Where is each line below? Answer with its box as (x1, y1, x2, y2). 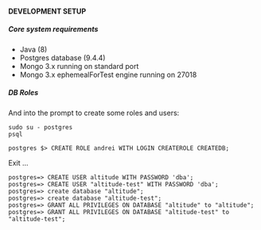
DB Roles (8, 88, 39, 98)
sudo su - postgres (8, 123, 73, 131)
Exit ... (8, 158, 29, 167)
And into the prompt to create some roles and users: (8, 108, 180, 117)
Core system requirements (8, 25, 99, 34)
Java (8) (19, 44, 48, 54)
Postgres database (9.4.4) (19, 52, 106, 63)
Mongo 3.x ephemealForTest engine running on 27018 (19, 70, 197, 79)
